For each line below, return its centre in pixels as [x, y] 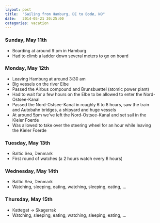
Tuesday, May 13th [28, 143]
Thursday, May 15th [29, 199]
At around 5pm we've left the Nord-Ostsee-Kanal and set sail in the [79, 115]
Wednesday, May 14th [32, 171]
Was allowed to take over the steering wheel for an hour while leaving [81, 125]
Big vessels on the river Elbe [40, 84]
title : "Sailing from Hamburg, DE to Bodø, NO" [55, 14]
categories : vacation [27, 23]
